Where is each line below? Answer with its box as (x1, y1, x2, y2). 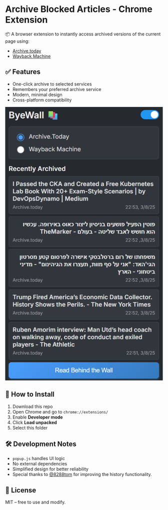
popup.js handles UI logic (12, 455, 65, 461)
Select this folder (12, 424, 48, 430)
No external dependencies (12, 461, 67, 467)
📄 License (5, 486, 36, 494)
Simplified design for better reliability (12, 466, 89, 472)
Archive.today (12, 47, 41, 53)
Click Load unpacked (12, 419, 57, 425)
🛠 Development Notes (5, 440, 76, 448)
